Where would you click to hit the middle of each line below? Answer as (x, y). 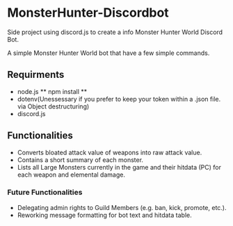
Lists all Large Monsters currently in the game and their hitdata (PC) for (119, 167)
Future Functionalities (45, 193)
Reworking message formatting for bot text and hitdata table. (105, 215)
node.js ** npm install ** (52, 91)
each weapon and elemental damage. (71, 175)
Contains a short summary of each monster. (80, 160)
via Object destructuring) (53, 106)
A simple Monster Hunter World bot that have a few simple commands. (109, 53)
